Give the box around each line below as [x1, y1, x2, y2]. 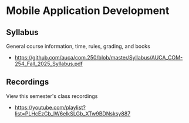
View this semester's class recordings [6, 92, 98, 100]
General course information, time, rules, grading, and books [6, 43, 151, 50]
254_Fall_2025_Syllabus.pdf [14, 60, 83, 67]
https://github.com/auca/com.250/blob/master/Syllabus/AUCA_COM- [14, 54, 183, 61]
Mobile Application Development [6, 4, 170, 17]
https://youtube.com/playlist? [14, 104, 86, 111]
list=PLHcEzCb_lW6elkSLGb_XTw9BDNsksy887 [14, 110, 131, 117]
